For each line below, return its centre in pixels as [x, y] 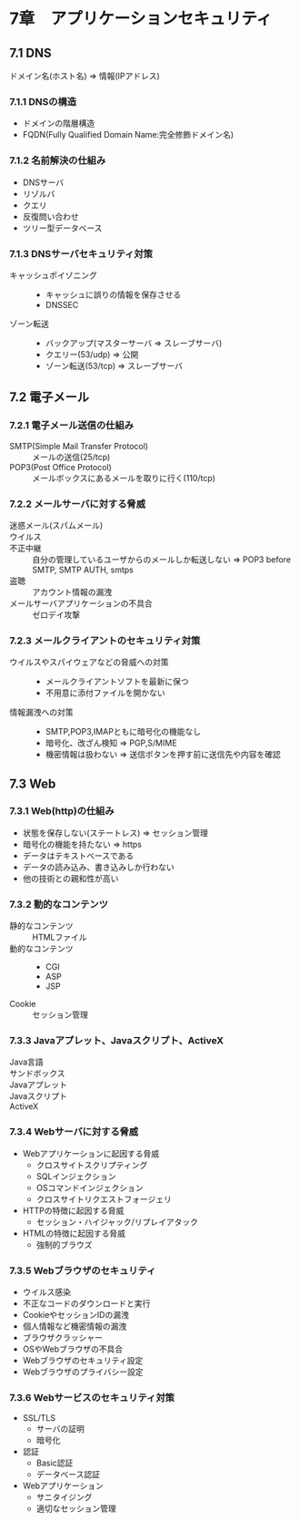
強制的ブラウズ [64, 1244]
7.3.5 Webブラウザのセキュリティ [83, 1270]
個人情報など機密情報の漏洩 [75, 1326]
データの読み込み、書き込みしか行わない [98, 867]
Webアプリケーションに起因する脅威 [91, 1153]
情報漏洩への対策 [41, 713]
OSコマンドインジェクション [90, 1188]
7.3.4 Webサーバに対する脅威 [74, 1132]
